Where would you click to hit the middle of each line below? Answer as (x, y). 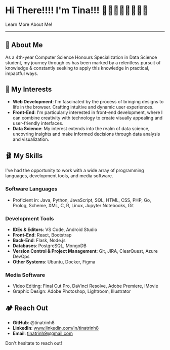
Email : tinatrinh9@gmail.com (43, 333)
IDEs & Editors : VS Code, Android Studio (55, 229)
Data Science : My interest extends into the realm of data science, (81, 128)
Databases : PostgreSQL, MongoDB (50, 246)
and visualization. (31, 139)
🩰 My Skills (24, 156)
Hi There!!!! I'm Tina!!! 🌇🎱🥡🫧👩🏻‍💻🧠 (77, 10)
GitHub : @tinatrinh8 (33, 323)
